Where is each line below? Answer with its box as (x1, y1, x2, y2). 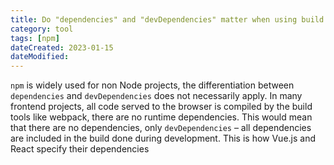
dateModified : (10, 52, 70, 62)
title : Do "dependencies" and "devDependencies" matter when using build (10, 14, 325, 25)
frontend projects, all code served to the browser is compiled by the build (10, 101, 313, 113)
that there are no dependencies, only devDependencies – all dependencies (10, 122, 312, 134)
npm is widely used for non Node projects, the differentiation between (10, 79, 295, 91)
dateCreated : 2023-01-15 (10, 42, 114, 53)
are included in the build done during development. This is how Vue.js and (10, 132, 316, 145)
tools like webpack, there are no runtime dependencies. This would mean (10, 111, 313, 123)
